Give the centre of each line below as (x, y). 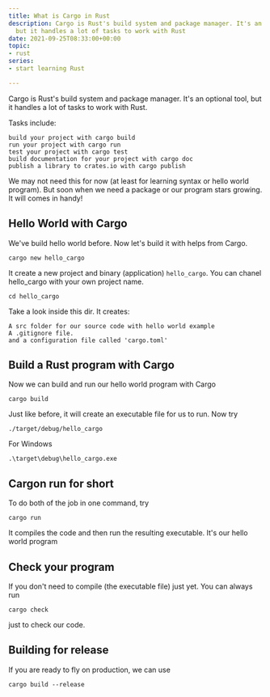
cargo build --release (46, 684)
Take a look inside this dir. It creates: (69, 311)
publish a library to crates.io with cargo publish (97, 166)
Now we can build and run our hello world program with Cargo (112, 384)
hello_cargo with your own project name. (76, 281)
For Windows (30, 444)
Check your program (61, 567)
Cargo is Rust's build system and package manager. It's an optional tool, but (135, 99)
